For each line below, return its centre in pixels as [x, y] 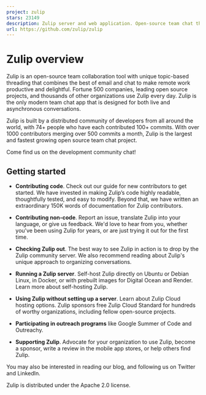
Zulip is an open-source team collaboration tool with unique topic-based [97, 77]
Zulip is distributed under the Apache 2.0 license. [68, 385]
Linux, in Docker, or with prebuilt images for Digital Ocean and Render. [104, 280]
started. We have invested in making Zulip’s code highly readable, [98, 193]
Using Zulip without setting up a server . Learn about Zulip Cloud [98, 299]
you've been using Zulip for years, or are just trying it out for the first [102, 231]
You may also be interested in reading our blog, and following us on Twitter [101, 367]
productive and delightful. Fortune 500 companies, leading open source [97, 89]
